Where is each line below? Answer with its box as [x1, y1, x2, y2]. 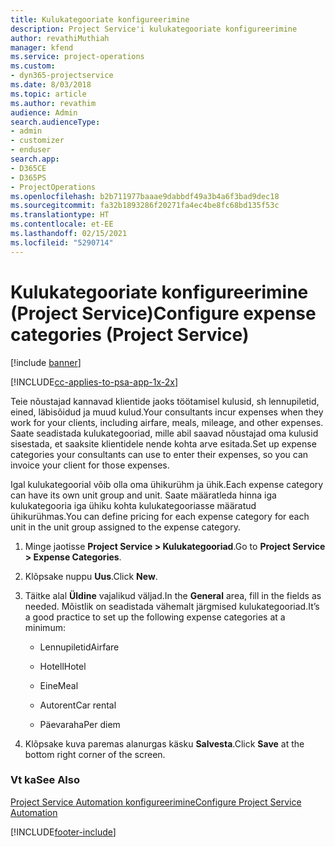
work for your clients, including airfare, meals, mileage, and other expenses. [10, 416, 324, 428]
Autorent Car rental [39, 699, 117, 711]
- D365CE [10, 163, 47, 173]
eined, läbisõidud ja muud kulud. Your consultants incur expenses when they [10, 406, 324, 418]
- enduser [10, 145, 52, 155]
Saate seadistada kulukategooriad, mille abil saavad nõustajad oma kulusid [10, 427, 319, 439]
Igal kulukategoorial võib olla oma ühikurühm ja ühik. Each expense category [10, 478, 324, 490]
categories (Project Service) [10, 323, 250, 346]
